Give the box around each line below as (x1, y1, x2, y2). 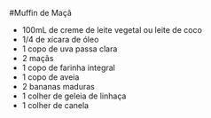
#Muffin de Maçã (9, 8, 73, 18)
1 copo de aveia (21, 72, 80, 83)
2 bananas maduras (21, 82, 95, 91)
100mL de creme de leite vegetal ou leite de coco (21, 25, 202, 35)
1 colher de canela (21, 100, 90, 110)
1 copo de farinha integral (21, 62, 115, 73)
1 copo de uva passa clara (21, 43, 118, 54)
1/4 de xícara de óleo (21, 35, 99, 44)
